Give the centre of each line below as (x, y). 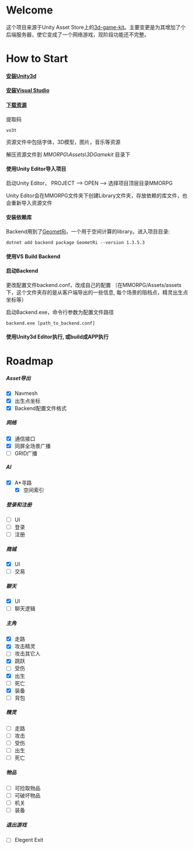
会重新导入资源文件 (29, 202)
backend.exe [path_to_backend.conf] (51, 323)
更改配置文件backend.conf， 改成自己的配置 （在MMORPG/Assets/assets (94, 285)
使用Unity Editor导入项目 (36, 169)
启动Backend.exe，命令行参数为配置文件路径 (60, 312)
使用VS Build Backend (33, 256)
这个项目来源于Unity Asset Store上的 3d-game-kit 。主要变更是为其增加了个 (96, 27)
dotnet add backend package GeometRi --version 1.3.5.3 (75, 242)
